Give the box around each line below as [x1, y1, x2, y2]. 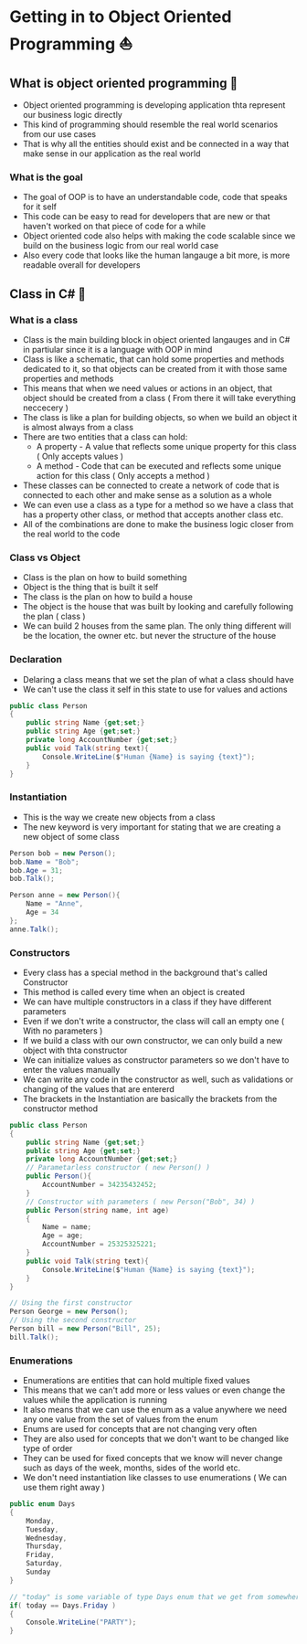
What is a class [9, 313, 79, 326]
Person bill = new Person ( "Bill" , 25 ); [9, 1324, 162, 1333]
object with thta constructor [22, 1045, 128, 1055]
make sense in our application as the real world [22, 148, 201, 159]
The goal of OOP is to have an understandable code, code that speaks [22, 192, 288, 203]
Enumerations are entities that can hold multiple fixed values [22, 1375, 250, 1386]
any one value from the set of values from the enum [22, 1414, 218, 1425]
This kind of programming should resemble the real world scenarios [22, 119, 279, 130]
